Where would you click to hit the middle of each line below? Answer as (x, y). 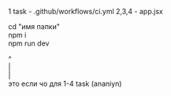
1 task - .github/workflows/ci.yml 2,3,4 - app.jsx (85, 11)
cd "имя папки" (34, 26)
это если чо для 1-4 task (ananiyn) (65, 83)
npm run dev (29, 43)
